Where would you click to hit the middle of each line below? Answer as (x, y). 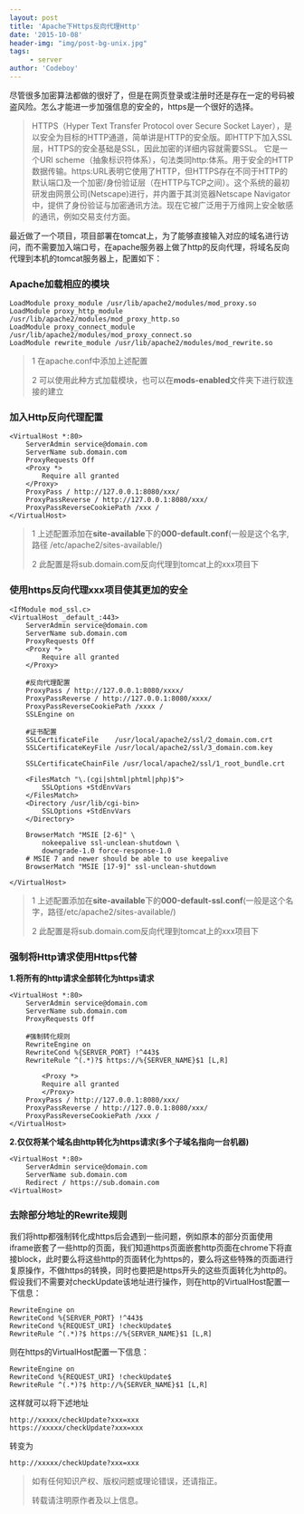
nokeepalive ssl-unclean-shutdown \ (111, 843)
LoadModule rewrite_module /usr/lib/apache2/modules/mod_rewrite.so (141, 343)
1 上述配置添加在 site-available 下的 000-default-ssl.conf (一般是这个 (158, 900)
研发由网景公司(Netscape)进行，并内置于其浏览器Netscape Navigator (161, 193)
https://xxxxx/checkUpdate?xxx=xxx (76, 1428)
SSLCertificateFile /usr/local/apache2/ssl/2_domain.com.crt (149, 739)
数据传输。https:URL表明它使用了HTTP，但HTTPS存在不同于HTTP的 (159, 171)
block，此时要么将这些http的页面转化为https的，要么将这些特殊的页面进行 (155, 1259)
